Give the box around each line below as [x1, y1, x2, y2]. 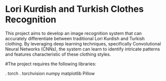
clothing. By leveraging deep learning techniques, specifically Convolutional [5, 40, 161, 46]
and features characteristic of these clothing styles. [5, 51, 111, 57]
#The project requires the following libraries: [5, 61, 96, 67]
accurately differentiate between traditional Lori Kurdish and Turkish [5, 36, 145, 41]
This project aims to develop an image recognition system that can [5, 30, 142, 36]
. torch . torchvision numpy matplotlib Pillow [5, 70, 95, 76]
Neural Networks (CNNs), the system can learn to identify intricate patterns [5, 46, 161, 52]
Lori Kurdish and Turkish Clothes [5, 3, 144, 15]
